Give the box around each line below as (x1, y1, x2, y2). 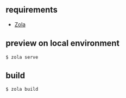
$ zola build (5, 87, 39, 93)
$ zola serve (5, 54, 39, 60)
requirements (5, 5, 58, 15)
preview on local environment (5, 38, 120, 49)
